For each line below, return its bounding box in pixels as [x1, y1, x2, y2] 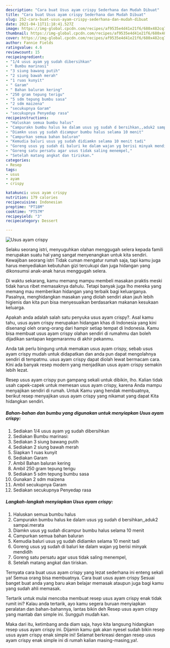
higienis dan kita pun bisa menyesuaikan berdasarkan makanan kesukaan [6, 299, 158, 306]
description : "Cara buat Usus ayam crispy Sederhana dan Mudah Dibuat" [6, 7, 159, 13]
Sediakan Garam [13, 455, 48, 461]
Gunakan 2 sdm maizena [13, 476, 65, 482]
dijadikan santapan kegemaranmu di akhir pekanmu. [6, 336, 115, 342]
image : [6, 26, 20, 31]
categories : [6, 158, 31, 163]
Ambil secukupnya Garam [13, 482, 67, 488]
